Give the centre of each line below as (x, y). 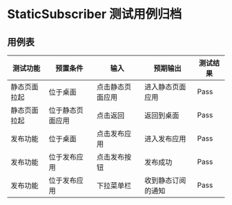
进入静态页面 (165, 87)
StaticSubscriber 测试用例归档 (95, 14)
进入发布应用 (165, 139)
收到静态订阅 (165, 180)
